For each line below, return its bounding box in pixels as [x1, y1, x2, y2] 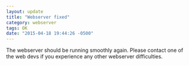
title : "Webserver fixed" [6, 14, 70, 20]
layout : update [6, 8, 44, 15]
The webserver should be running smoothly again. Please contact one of [6, 47, 184, 54]
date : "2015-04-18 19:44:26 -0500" [6, 31, 94, 37]
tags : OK [6, 25, 28, 31]
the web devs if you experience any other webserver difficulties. [6, 53, 163, 60]
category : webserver [6, 19, 57, 25]
